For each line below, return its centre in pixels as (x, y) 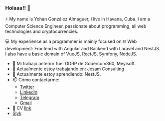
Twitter (27, 87)
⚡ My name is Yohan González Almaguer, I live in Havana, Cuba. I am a (78, 19)
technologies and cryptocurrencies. (42, 31)
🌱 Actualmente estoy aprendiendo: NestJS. (57, 74)
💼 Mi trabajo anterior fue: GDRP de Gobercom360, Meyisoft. (74, 64)
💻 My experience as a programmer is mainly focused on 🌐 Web (71, 41)
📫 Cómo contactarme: (36, 80)
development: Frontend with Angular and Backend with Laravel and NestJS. (83, 49)
